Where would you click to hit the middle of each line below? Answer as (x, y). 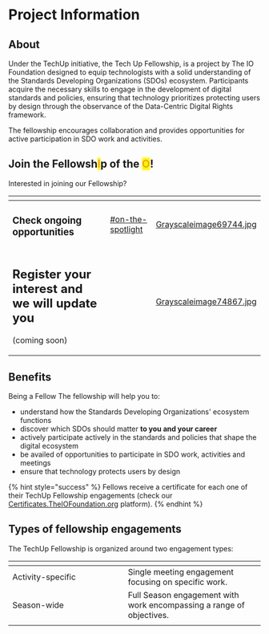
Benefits (30, 377)
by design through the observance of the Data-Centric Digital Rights (121, 106)
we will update (55, 303)
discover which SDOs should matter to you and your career (118, 429)
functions (36, 421)
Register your (52, 274)
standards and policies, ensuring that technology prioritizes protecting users (134, 98)
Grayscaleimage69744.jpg (206, 225)
